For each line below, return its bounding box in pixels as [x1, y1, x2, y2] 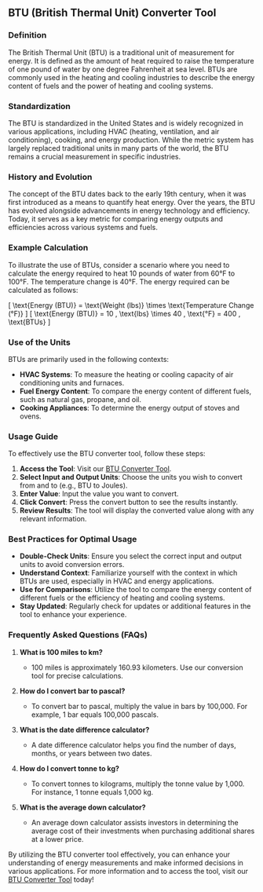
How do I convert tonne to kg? [19, 763, 120, 773]
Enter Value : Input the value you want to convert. [19, 489, 179, 499]
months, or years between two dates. [31, 748, 152, 758]
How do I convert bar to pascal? [19, 686, 126, 696]
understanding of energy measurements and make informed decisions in [8, 857, 243, 867]
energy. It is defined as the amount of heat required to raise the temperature [8, 56, 254, 65]
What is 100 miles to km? [19, 647, 104, 656]
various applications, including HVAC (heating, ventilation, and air [8, 126, 220, 136]
